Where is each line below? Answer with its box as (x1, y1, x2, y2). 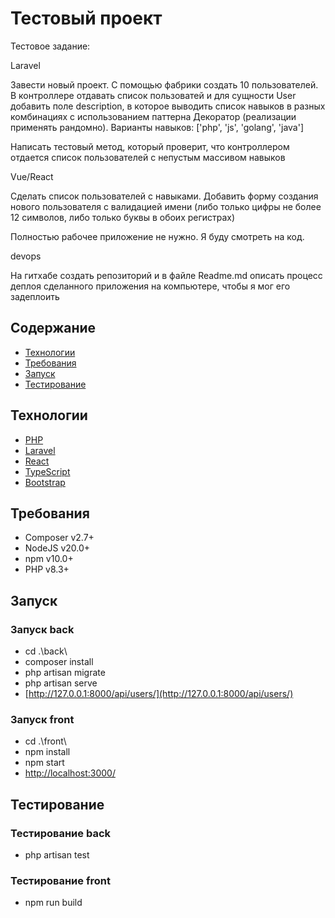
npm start (24, 757, 65, 769)
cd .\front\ (24, 735, 67, 747)
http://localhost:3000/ (24, 767, 116, 779)
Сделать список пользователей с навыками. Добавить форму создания (10, 190, 319, 202)
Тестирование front (10, 873, 111, 887)
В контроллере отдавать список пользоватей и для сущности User (10, 89, 297, 101)
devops (10, 250, 42, 262)
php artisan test (24, 849, 90, 861)
